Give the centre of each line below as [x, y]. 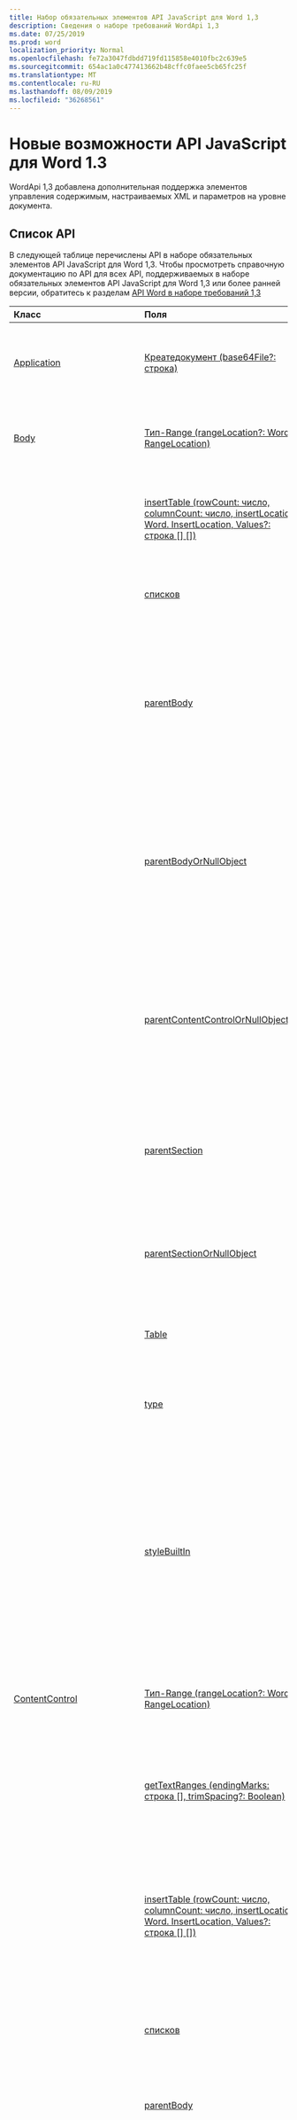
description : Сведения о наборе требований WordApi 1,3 [114, 26]
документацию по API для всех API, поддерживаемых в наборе [129, 274]
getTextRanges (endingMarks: [207, 1785]
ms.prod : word [35, 42]
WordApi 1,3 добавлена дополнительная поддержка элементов [128, 187]
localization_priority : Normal [67, 51]
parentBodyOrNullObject [196, 861]
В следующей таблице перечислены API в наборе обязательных [131, 255]
